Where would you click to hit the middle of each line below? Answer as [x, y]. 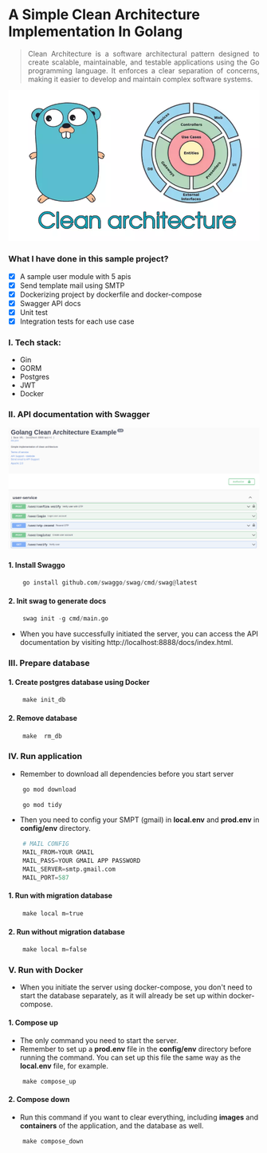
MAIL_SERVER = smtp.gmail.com [69, 870]
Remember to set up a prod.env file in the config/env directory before [135, 1049]
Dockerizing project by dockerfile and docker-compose [111, 294]
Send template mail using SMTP [72, 285]
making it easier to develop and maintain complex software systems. [140, 79]
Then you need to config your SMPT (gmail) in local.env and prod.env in [139, 820]
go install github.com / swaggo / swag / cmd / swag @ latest [110, 583]
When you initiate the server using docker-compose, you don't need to [136, 987]
